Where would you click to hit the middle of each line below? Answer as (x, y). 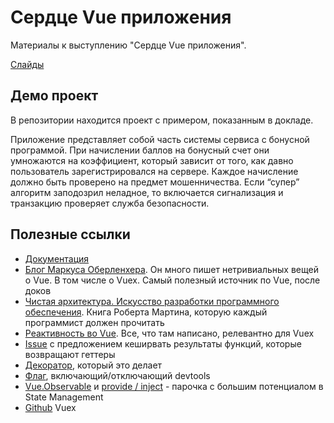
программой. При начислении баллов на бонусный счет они (140, 150)
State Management (64, 397)
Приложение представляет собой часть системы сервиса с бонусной (160, 139)
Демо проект (54, 96)
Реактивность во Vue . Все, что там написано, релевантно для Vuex (169, 333)
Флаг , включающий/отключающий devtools (117, 375)
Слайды (27, 64)
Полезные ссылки (70, 234)
